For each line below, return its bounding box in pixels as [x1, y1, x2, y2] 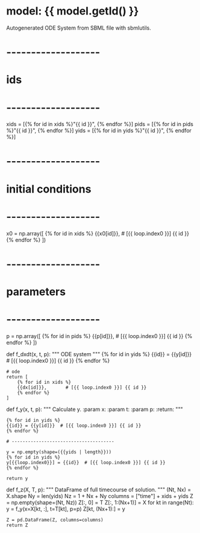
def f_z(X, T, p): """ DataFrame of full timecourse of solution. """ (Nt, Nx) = [6, 486, 192, 493]
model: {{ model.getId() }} [6, 4, 139, 18]
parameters [6, 285, 66, 298]
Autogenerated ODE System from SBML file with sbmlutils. [6, 24, 152, 31]
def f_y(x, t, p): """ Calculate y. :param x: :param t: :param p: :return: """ [6, 406, 183, 413]
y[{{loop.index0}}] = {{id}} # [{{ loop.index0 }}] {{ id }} [6, 459, 166, 465]
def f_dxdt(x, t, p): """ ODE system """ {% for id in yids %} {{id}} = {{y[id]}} [6, 350, 192, 357]
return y [6, 475, 28, 481]
